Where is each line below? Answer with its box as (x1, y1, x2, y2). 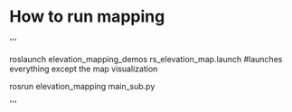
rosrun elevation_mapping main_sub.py (9, 80, 155, 91)
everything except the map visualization (9, 63, 158, 74)
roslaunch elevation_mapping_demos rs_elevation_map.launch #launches (9, 53, 283, 64)
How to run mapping (9, 6, 165, 27)
